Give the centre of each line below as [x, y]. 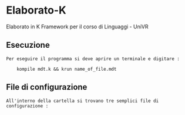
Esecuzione [28, 45]
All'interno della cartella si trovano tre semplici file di [83, 101]
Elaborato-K [36, 10]
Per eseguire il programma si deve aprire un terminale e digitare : [93, 59]
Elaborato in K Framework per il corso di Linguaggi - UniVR [77, 27]
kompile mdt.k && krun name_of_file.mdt [67, 69]
